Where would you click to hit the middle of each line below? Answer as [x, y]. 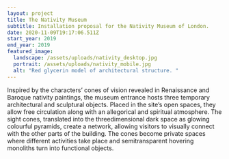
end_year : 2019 [29, 45]
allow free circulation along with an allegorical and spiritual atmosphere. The [114, 112]
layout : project [30, 13]
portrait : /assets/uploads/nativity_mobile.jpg [82, 64]
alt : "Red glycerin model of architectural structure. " [96, 70]
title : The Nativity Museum [47, 20]
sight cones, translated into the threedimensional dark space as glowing [108, 119]
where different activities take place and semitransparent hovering [100, 141]
